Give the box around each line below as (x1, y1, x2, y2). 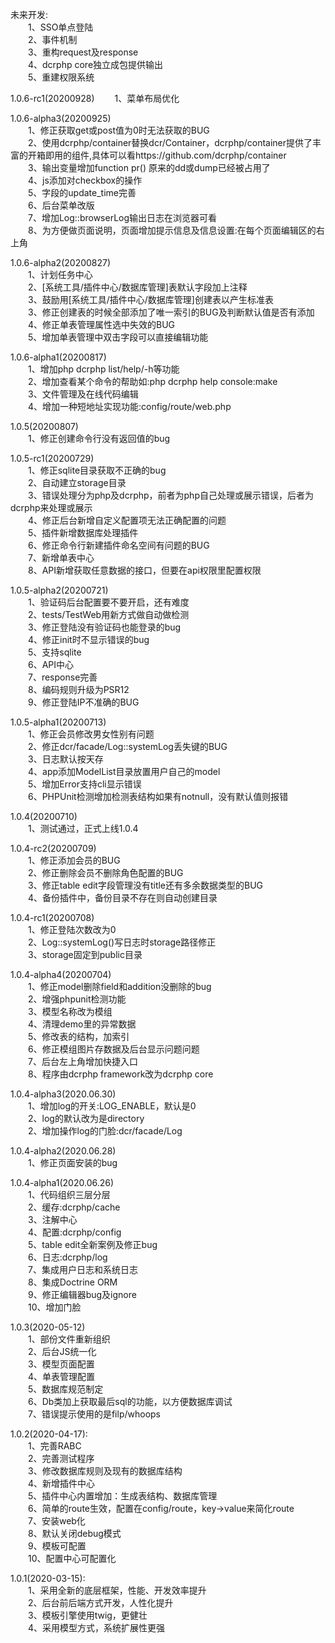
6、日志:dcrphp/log (27, 1251, 108, 1263)
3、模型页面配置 (27, 1358, 95, 1370)
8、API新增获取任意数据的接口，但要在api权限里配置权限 (27, 564, 262, 576)
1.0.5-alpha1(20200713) (10, 716, 107, 728)
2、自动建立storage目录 (27, 477, 127, 488)
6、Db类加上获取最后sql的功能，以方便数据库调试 (27, 1396, 233, 1407)
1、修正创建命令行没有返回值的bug (27, 433, 171, 444)
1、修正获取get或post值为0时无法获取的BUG (27, 124, 210, 136)
